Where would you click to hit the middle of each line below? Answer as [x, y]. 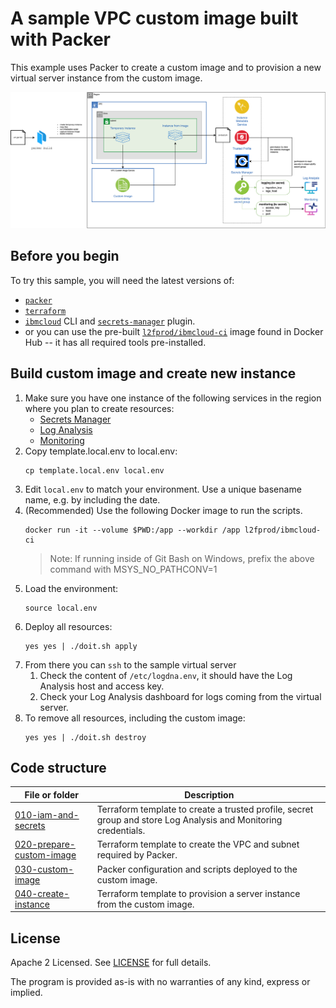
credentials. [121, 831]
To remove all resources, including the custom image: [135, 718]
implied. [26, 993]
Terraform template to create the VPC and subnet [198, 844]
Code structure [58, 767]
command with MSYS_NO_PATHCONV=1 [133, 569]
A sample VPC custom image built [154, 18]
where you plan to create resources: [99, 408]
